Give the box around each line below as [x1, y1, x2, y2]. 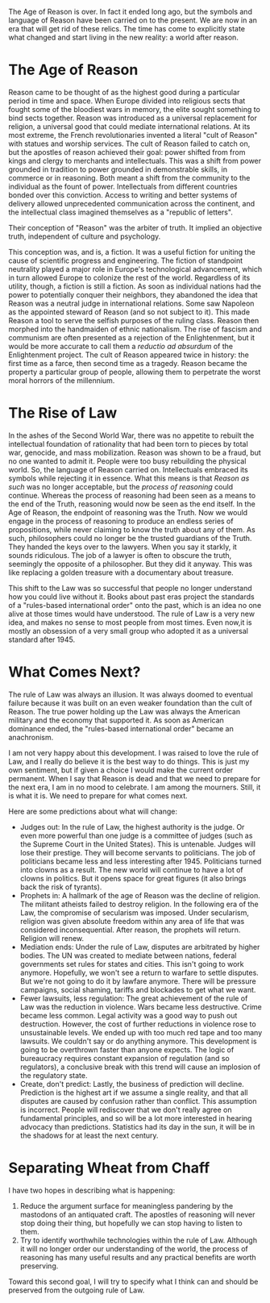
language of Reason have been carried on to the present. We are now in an [8, 15, 258, 25]
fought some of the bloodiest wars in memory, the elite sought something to [8, 104, 260, 114]
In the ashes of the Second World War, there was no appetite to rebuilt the [8, 431, 255, 440]
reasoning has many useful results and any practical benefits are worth [19, 1252, 256, 1262]
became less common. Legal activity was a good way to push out [19, 1010, 238, 1020]
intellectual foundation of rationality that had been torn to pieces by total [8, 439, 248, 448]
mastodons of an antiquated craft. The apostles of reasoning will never [19, 1209, 255, 1219]
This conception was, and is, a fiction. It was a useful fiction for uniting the [8, 247, 255, 256]
